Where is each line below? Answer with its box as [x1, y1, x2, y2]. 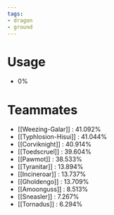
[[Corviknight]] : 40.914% [17, 140, 91, 149]
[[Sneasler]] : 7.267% [17, 192, 80, 201]
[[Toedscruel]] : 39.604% [17, 147, 91, 156]
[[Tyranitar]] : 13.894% [17, 163, 84, 171]
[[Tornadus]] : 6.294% [17, 200, 83, 209]
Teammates [7, 102, 78, 118]
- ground [7, 23, 33, 30]
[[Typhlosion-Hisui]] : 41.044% [17, 133, 108, 141]
